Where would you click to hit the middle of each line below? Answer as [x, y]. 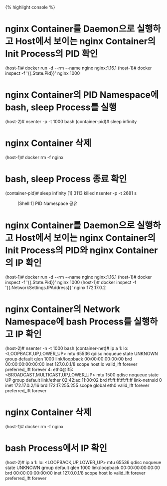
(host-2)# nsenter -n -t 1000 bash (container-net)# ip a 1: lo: [67, 348]
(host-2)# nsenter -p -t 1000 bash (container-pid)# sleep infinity [71, 121]
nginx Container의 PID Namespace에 [82, 95]
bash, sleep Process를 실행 [61, 107]
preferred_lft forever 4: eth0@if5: [39, 369]
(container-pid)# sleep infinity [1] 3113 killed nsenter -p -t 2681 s [71, 193]
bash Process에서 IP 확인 [56, 448]
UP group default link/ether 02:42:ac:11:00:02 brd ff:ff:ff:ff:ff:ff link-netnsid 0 [83, 380]
